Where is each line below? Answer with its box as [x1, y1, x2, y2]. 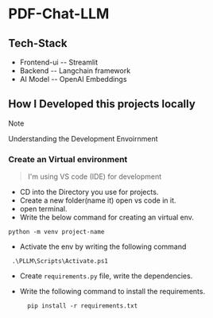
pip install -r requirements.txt [27, 302, 138, 310]
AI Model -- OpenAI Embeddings [19, 75, 127, 83]
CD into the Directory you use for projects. [19, 188, 159, 197]
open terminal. [19, 204, 68, 214]
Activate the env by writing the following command [19, 242, 187, 251]
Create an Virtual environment [8, 153, 128, 165]
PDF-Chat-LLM [8, 5, 110, 23]
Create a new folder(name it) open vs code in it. [19, 196, 176, 205]
